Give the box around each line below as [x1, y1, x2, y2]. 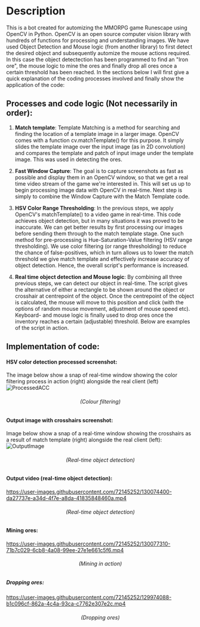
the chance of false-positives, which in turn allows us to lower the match [14, 249, 194, 256]
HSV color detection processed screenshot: [6, 358, 118, 365]
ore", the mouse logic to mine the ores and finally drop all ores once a [6, 62, 177, 69]
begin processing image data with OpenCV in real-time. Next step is [14, 186, 183, 193]
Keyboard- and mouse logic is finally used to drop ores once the [14, 311, 173, 319]
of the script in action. [14, 324, 69, 331]
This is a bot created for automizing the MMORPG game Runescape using [6, 24, 188, 31]
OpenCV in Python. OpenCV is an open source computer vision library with [6, 30, 191, 37]
